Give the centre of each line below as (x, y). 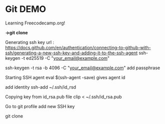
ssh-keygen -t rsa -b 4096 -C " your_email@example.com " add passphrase (83, 68)
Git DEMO (26, 9)
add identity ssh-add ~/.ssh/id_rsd (41, 87)
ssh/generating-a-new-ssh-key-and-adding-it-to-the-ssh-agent (71, 53)
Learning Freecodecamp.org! (35, 23)
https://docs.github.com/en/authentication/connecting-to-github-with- (78, 47)
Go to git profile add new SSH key (40, 106)
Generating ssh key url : (30, 42)
